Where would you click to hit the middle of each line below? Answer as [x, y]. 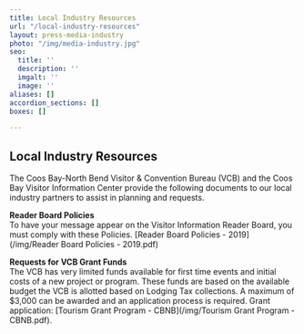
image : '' [36, 86]
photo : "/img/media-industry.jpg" [75, 43]
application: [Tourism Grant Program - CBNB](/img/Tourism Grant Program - [152, 310]
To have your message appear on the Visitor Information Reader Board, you [151, 225]
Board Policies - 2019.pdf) [110, 245]
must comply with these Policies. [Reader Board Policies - [118, 235]
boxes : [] [28, 111]
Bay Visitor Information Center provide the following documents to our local [151, 188]
